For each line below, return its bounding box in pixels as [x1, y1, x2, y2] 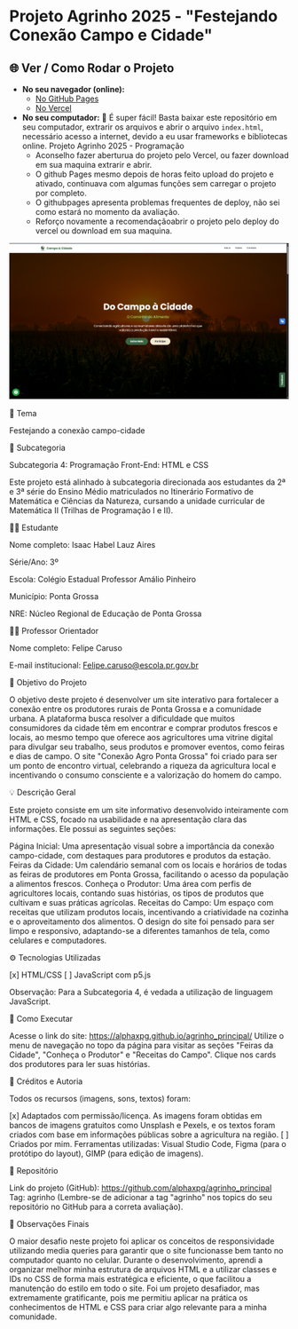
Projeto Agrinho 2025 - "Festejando [9, 6, 278, 27]
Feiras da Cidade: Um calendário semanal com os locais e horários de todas [9, 859, 287, 870]
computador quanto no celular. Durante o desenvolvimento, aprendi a [9, 1254, 263, 1265]
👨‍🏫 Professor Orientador [9, 625, 99, 636]
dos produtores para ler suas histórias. [9, 1058, 151, 1069]
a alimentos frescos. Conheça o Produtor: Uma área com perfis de [9, 878, 252, 889]
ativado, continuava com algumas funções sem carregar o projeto [35, 178, 277, 188]
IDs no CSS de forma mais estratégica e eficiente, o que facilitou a [9, 1273, 252, 1284]
